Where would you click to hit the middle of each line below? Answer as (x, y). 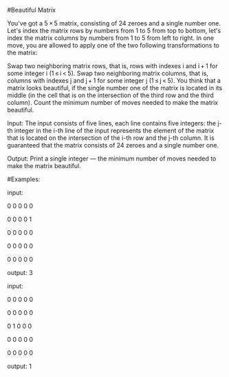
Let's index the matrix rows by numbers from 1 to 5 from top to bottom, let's (114, 31)
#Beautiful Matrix (32, 10)
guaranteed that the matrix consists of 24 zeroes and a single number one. (113, 145)
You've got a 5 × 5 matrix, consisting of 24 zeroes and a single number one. (114, 23)
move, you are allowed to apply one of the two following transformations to (113, 45)
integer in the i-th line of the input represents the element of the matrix (114, 131)
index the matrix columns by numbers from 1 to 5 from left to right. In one (111, 38)
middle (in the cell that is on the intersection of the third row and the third (111, 95)
